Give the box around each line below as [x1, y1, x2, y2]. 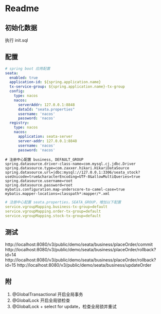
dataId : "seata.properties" [18, 107, 75, 112]
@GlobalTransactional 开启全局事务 [12, 291, 84, 297]
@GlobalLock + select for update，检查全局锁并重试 [12, 303, 117, 309]
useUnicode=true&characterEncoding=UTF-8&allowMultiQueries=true [5, 174, 140, 179]
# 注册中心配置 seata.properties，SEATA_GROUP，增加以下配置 [5, 200, 122, 205]
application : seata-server [18, 134, 73, 139]
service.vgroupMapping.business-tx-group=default [5, 204, 108, 209]
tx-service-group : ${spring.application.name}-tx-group [9, 84, 125, 89]
